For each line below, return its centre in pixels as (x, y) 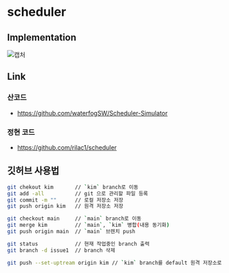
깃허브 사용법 (33, 171)
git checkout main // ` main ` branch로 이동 (75, 219)
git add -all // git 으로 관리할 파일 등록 (78, 193)
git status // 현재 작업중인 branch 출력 (78, 244)
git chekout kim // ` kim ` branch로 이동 (73, 187)
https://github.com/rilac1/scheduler (67, 147)
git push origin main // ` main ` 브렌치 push (71, 232)
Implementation (42, 37)
